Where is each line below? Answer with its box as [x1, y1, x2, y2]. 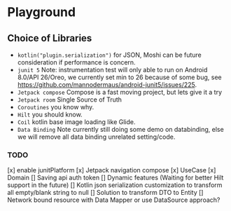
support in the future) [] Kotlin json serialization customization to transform [7, 181, 223, 189]
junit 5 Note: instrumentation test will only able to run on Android [17, 66, 208, 74]
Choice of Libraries [7, 32, 92, 44]
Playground [7, 4, 76, 20]
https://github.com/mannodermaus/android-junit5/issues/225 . [17, 81, 197, 88]
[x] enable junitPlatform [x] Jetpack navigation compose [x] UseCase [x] [7, 166, 216, 175]
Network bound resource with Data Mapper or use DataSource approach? [7, 196, 220, 204]
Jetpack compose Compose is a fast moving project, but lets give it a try [17, 88, 223, 96]
